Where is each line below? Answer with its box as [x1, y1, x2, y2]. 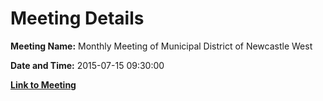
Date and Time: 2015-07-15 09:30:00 [10, 59, 165, 71]
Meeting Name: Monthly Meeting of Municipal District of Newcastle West [10, 40, 313, 52]
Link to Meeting [10, 78, 77, 91]
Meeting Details [10, 7, 145, 30]
